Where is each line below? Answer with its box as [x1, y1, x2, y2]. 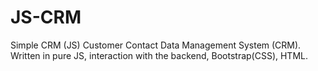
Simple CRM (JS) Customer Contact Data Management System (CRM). [10, 39, 302, 51]
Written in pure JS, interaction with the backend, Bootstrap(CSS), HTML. [10, 49, 309, 61]
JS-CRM [10, 6, 82, 29]
